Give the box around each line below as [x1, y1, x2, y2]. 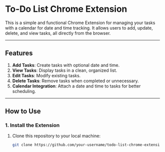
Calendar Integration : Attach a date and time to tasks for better [12, 83, 141, 89]
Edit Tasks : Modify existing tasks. [12, 72, 81, 78]
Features [5, 49, 33, 58]
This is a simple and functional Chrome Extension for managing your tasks [5, 20, 156, 26]
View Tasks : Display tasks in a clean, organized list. [12, 67, 117, 73]
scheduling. [12, 88, 36, 94]
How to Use [5, 107, 41, 116]
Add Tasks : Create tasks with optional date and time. [12, 62, 120, 68]
